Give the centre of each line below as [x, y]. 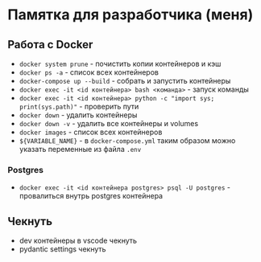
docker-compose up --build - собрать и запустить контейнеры [125, 81]
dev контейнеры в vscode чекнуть [78, 241]
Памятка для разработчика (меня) [130, 15]
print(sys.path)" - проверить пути [79, 106]
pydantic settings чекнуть [62, 249]
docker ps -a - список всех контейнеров [89, 72]
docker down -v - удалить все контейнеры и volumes [109, 123]
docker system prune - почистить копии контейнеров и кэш [120, 63]
